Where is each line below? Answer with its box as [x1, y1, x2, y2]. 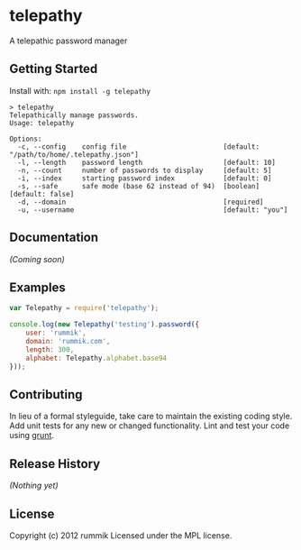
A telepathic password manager [9, 35, 128, 46]
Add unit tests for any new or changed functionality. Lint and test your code [9, 420, 290, 431]
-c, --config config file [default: [17, 142, 260, 151]
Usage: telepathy [9, 118, 75, 127]
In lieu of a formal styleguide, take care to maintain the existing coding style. [9, 411, 293, 422]
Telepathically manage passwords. [9, 110, 140, 120]
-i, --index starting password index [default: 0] [17, 173, 272, 183]
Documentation [9, 230, 99, 245]
